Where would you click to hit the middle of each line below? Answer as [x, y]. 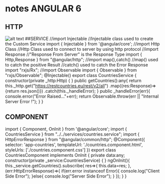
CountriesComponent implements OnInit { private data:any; [65, 155]
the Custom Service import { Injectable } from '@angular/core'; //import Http [82, 44]
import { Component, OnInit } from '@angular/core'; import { [66, 129]
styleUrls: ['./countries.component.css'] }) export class [61, 150]
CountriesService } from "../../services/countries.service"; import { [72, 134]
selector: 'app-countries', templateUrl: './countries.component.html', [74, 145]
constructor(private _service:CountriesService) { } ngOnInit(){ [67, 160]
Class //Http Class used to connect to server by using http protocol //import [82, 49]
